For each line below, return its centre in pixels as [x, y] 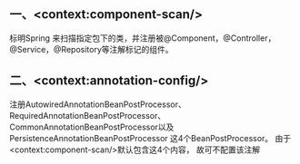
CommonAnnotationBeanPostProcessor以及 [92, 127]
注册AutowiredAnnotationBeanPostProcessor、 [98, 104]
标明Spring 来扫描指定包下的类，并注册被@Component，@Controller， [143, 38]
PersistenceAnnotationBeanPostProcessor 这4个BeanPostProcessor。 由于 [150, 138]
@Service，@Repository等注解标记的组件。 [92, 49]
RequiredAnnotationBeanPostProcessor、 [88, 115]
